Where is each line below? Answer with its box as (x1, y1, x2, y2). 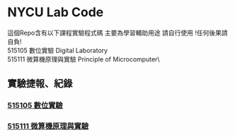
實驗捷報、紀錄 (7, 78, 73, 90)
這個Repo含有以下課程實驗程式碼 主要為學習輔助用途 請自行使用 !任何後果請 (7, 28, 228, 37)
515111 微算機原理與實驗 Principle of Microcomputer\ (7, 54, 161, 64)
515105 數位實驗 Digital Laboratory (7, 46, 108, 54)
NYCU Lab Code (7, 4, 104, 20)
